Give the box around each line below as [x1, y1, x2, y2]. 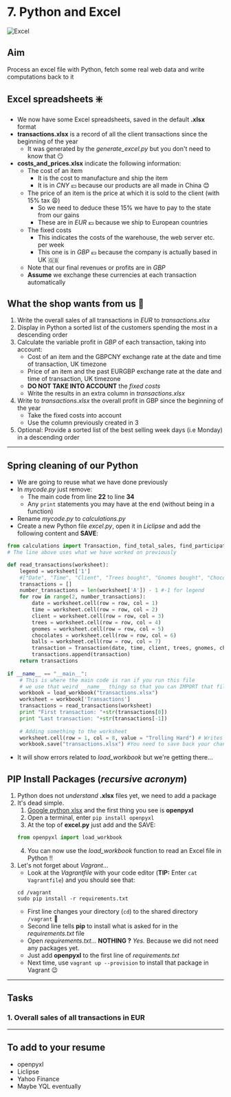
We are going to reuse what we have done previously [16, 478, 168, 486]
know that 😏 [27, 152, 64, 160]
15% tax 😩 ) [27, 196, 60, 204]
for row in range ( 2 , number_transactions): [19, 593, 146, 600]
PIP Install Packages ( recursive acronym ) [7, 773, 188, 785]
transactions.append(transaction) [32, 651, 131, 658]
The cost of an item [27, 166, 83, 174]
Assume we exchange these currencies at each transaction [27, 270, 197, 279]
